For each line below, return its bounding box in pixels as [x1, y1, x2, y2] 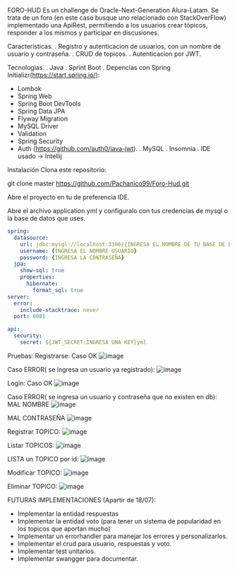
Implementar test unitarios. [17, 547, 96, 555]
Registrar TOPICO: [7, 427, 61, 436]
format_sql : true [32, 286, 83, 293]
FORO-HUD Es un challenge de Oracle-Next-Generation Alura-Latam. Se [7, 6, 219, 14]
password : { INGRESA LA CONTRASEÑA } [20, 254, 125, 261]
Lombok [17, 85, 42, 92]
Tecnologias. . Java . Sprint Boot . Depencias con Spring [7, 63, 171, 71]
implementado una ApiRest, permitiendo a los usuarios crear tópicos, [7, 21, 208, 29]
